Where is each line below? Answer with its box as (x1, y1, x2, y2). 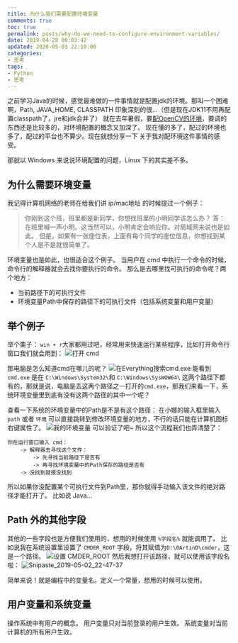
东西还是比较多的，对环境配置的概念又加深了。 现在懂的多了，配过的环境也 (7, 123, 227, 132)
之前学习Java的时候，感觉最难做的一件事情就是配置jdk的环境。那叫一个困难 (7, 96, 229, 105)
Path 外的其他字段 (7, 514, 86, 526)
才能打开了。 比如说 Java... (13, 491, 93, 500)
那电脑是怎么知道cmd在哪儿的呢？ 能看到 (7, 364, 211, 372)
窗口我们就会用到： (7, 349, 64, 357)
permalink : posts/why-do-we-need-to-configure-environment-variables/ (7, 30, 220, 38)
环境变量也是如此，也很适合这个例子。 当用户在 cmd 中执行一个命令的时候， (7, 256, 230, 264)
